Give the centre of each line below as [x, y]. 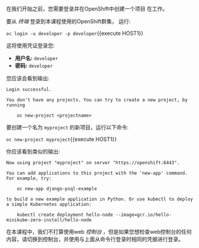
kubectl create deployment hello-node [65, 215]
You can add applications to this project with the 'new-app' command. [97, 173]
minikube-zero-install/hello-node [49, 220]
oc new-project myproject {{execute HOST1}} [62, 139]
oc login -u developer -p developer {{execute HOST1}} [75, 33]
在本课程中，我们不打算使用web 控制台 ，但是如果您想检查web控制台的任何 [99, 232]
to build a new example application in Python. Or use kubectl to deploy [100, 199]
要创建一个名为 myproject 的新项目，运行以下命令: [68, 127]
